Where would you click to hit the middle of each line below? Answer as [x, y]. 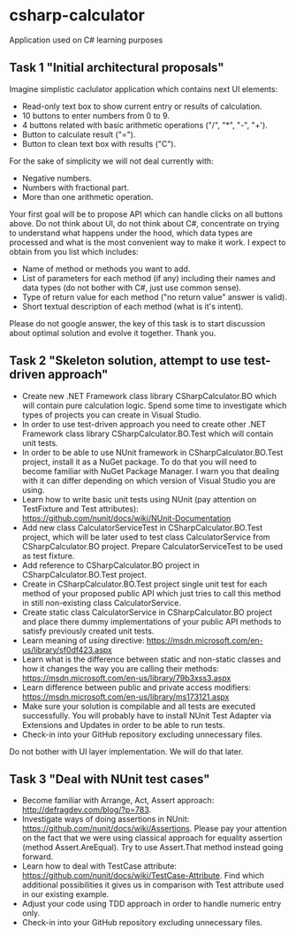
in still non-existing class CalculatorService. [102, 602]
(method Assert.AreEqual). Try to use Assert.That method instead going [152, 848]
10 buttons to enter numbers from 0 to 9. [96, 115]
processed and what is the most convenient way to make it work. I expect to [148, 242]
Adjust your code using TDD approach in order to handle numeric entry [152, 904]
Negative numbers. [57, 178]
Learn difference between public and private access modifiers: [137, 687]
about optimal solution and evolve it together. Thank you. [113, 333]
